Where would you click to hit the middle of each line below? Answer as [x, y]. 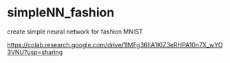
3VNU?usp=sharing [35, 52]
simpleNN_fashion [61, 13]
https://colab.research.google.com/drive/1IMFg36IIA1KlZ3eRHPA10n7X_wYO [115, 45]
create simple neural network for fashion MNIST [75, 32]
